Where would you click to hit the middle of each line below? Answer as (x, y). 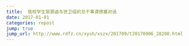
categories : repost (31, 23)
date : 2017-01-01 (28, 17)
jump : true (20, 28)
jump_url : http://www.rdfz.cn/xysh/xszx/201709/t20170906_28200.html (95, 34)
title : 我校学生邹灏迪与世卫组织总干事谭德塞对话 (62, 12)
